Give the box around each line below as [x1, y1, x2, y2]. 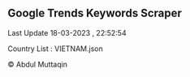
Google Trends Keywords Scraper [7, 6, 182, 20]
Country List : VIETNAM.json [7, 44, 103, 53]
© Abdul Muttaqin [7, 59, 68, 69]
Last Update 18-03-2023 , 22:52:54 [7, 28, 127, 37]
